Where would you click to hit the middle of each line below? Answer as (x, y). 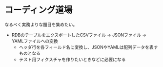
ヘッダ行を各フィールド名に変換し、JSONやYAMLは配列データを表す (88, 47)
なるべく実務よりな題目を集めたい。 (41, 24)
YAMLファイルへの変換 (35, 41)
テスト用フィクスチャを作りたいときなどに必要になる (72, 59)
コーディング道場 (39, 10)
